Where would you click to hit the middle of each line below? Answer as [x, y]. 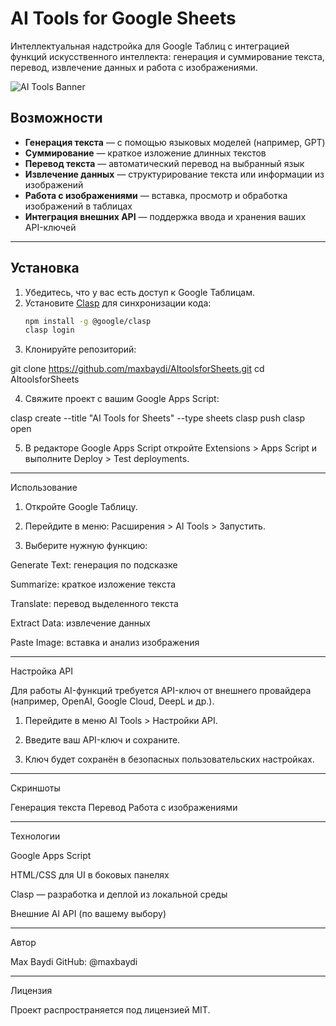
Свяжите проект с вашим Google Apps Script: [122, 399]
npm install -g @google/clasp [88, 321]
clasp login [49, 330]
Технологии [35, 836]
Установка [45, 268]
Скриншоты [35, 788]
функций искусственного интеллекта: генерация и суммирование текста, [167, 56]
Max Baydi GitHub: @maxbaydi [74, 962]
